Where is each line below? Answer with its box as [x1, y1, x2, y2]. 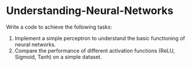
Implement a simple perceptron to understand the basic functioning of [14, 34, 186, 41]
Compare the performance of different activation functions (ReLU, [14, 47, 175, 54]
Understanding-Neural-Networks [6, 4, 174, 18]
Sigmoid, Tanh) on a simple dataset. [14, 53, 102, 60]
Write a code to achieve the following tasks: [6, 23, 113, 30]
